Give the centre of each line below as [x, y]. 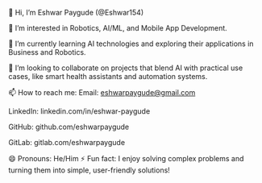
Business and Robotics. [47, 52]
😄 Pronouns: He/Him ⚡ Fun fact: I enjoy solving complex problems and [126, 158]
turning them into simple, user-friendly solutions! [89, 170]
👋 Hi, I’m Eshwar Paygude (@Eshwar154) [76, 12]
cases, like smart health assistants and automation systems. [108, 76]
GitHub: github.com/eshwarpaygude [69, 127]
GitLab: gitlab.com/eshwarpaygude [67, 142]
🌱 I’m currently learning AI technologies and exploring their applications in [131, 44]
